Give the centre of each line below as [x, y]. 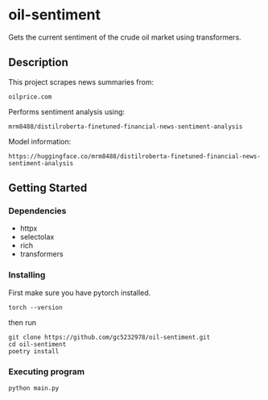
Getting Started [48, 188]
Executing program [47, 371]
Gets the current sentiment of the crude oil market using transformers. [125, 37]
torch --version [35, 307]
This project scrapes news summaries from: [81, 81]
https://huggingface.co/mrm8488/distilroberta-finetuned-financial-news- [135, 156]
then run [23, 322]
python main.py [34, 389]
